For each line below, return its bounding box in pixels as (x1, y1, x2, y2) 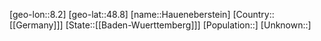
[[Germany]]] (9, 19, 64, 31)
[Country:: (232, 9, 275, 20)
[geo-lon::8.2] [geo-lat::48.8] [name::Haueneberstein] (9, 9, 231, 20)
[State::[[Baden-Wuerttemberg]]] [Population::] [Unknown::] (65, 19, 312, 31)
